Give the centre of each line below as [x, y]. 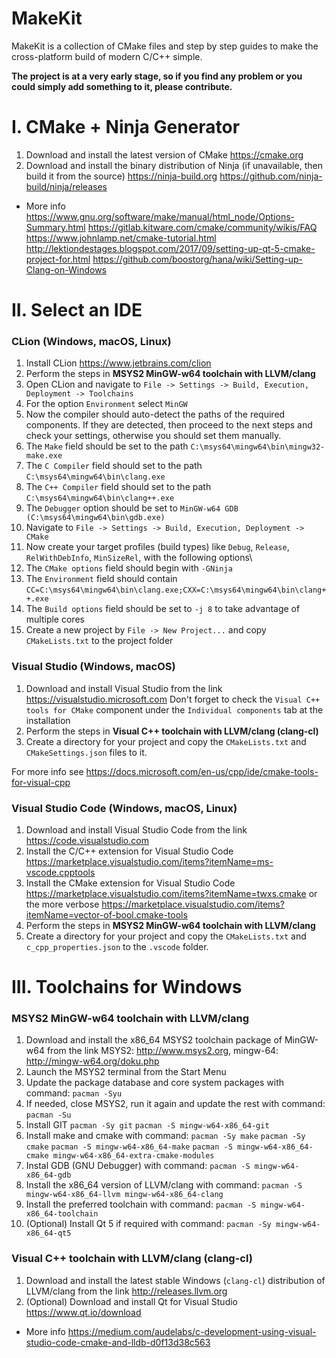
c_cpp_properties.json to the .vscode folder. [117, 946]
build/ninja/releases [66, 186]
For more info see [47, 771]
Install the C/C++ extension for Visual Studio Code [129, 851]
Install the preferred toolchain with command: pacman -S [141, 1204]
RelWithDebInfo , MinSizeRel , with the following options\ [139, 558]
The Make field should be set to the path [107, 446]
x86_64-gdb [48, 1175]
